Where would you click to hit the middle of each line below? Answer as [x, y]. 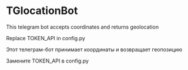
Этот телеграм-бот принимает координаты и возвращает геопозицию [94, 49]
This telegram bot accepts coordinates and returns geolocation [83, 27]
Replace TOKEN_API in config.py [46, 38]
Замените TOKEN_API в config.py [48, 61]
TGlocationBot [42, 11]
